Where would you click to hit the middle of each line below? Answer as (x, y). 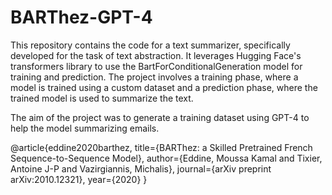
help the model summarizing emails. (85, 128)
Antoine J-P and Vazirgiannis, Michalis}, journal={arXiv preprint (141, 168)
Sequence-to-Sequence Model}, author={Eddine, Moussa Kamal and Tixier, (166, 158)
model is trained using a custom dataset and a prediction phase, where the (164, 87)
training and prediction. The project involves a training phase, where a (154, 77)
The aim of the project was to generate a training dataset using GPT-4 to (160, 117)
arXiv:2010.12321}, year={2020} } (79, 179)
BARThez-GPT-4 (81, 17)
